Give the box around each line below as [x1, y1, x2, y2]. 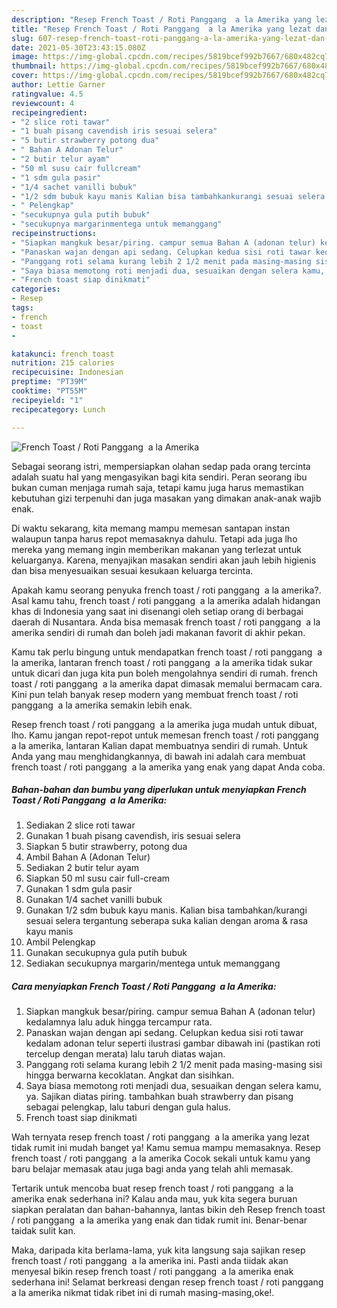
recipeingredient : [11, 107, 88, 118]
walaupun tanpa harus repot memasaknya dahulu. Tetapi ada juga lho [11, 532, 298, 545]
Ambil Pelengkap [25, 936, 96, 948]
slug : [11, 33, 34, 43]
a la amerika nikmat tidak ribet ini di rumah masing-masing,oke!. [11, 1287, 275, 1299]
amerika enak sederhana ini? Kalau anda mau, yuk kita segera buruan [11, 1193, 298, 1205]
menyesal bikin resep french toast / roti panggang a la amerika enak [11, 1266, 294, 1278]
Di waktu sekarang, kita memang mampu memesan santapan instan [11, 522, 291, 534]
